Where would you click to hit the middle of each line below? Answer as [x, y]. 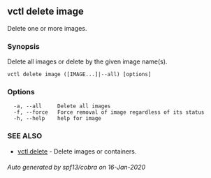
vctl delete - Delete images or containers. [77, 151]
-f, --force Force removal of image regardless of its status [109, 112]
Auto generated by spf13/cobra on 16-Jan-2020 [77, 168]
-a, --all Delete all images [62, 106]
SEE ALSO [25, 136]
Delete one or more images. [47, 28]
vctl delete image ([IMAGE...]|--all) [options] [79, 75]
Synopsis [23, 46]
